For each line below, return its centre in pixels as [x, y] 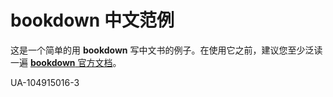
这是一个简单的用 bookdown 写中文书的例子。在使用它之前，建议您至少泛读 [166, 50]
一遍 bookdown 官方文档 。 [66, 62]
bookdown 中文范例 [92, 20]
